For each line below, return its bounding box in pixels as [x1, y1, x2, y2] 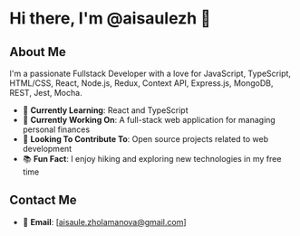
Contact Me [9, 193, 77, 208]
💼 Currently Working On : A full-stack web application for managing [22, 115, 276, 125]
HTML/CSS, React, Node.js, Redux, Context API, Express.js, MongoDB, [9, 78, 274, 89]
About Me [9, 44, 66, 60]
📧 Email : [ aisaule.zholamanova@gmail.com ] [22, 216, 188, 227]
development [22, 144, 73, 154]
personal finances [22, 124, 91, 135]
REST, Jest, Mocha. [9, 88, 83, 98]
